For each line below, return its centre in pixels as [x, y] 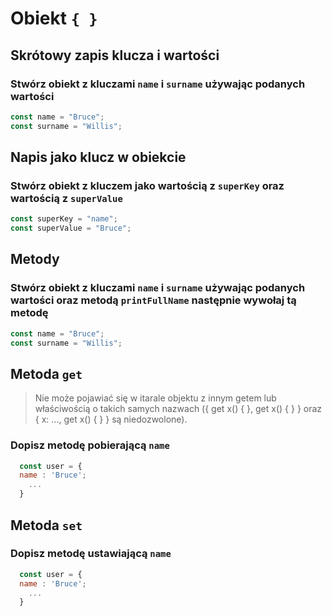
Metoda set [46, 525]
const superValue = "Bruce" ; [71, 228]
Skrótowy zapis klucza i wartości [115, 55]
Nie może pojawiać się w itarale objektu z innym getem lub [155, 398]
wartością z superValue [66, 198]
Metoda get [46, 373]
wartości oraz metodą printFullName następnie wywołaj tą [153, 300]
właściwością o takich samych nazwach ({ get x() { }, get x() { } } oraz [178, 409]
